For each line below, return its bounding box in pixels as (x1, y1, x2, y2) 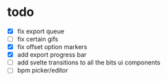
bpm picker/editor (17, 66, 68, 75)
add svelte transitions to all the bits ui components (17, 58, 161, 66)
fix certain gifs (17, 35, 59, 43)
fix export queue (17, 27, 64, 35)
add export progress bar (17, 51, 87, 59)
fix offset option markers (17, 43, 88, 51)
